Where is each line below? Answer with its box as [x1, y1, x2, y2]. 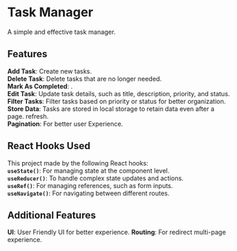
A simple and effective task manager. [7, 28, 116, 36]
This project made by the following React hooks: [7, 158, 149, 167]
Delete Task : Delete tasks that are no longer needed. [7, 74, 162, 83]
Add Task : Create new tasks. [7, 66, 92, 75]
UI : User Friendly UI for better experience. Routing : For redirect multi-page [7, 228, 226, 237]
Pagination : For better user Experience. [7, 119, 123, 128]
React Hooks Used [7, 140, 91, 152]
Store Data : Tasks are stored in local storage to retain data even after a [7, 104, 215, 113]
